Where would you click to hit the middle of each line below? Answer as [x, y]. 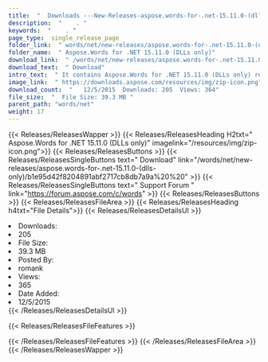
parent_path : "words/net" [51, 104]
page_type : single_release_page [64, 38]
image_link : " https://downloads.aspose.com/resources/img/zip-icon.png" [135, 82]
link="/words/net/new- [215, 160]
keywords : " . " [43, 30]
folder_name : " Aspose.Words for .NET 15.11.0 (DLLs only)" [112, 53]
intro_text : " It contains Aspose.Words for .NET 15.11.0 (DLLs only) [130, 75]
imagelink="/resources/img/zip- [205, 143]
